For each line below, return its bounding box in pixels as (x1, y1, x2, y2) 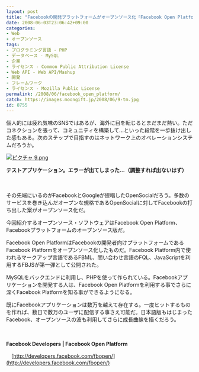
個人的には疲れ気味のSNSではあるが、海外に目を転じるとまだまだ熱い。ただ (6, 119, 193, 126)
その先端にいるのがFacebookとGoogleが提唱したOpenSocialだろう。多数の (6, 192, 190, 199)
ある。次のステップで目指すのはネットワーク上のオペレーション (21, 134, 178, 141)
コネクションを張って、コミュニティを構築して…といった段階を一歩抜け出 (6, 127, 187, 134)
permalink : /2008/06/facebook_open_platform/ (6, 91, 120, 97)
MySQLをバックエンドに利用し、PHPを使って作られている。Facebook (6, 273, 178, 281)
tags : (6, 42, 20, 48)
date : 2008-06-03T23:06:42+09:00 (6, 20, 89, 25)
